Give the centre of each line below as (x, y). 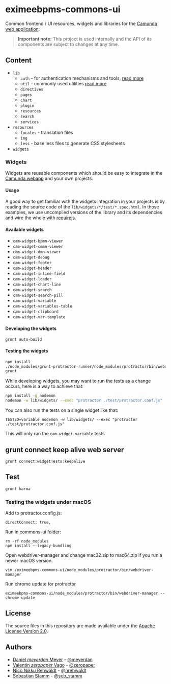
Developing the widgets (31, 328)
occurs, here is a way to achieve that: (45, 386)
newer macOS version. (29, 560)
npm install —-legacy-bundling (38, 546)
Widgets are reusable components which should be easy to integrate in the (84, 173)
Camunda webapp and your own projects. (49, 179)
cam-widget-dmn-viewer (37, 252)
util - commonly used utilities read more (63, 83)
